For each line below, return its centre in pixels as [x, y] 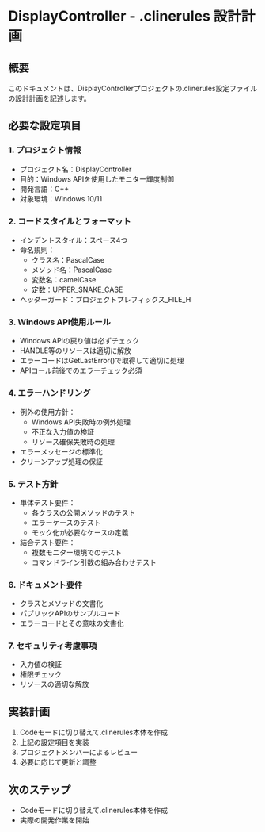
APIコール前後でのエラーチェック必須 [81, 370]
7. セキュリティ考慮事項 [53, 646]
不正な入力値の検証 [63, 431]
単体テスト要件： [47, 502]
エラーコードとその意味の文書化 [72, 623]
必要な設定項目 [45, 126]
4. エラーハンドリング [49, 393]
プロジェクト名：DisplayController [76, 169]
